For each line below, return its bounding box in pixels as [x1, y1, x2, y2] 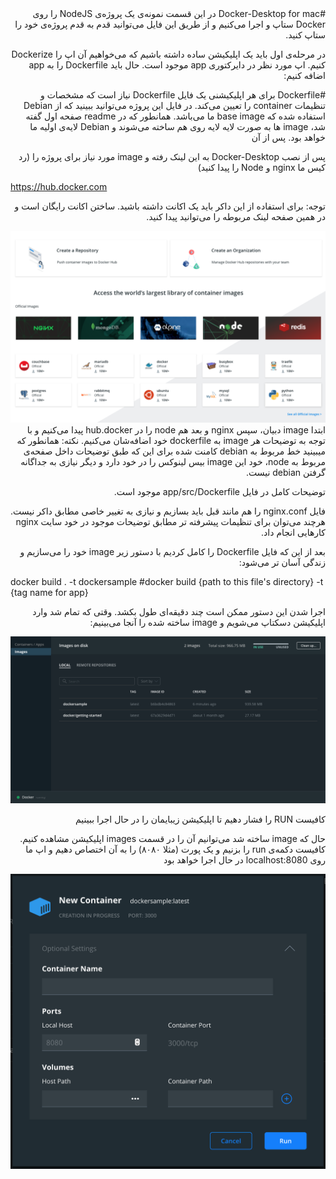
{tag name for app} [10, 587, 89, 599]
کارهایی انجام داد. [261, 527, 326, 539]
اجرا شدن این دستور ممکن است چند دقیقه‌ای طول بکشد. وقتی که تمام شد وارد [32, 606, 326, 618]
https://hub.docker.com [10, 181, 108, 192]
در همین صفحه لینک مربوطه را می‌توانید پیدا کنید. [146, 211, 326, 222]
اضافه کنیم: [283, 70, 326, 81]
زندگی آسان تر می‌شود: [238, 557, 326, 569]
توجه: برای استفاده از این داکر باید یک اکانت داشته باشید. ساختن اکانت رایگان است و [14, 200, 326, 212]
